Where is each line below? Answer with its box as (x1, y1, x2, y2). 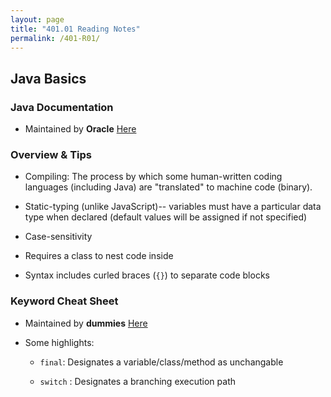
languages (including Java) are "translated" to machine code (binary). (24, 181, 313, 193)
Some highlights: (24, 336, 95, 348)
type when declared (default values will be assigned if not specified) (24, 211, 308, 223)
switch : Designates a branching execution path (39, 375, 237, 387)
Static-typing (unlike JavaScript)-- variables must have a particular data (24, 201, 322, 213)
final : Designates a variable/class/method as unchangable (39, 356, 284, 368)
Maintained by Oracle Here (24, 123, 137, 135)
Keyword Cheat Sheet (10, 294, 119, 308)
